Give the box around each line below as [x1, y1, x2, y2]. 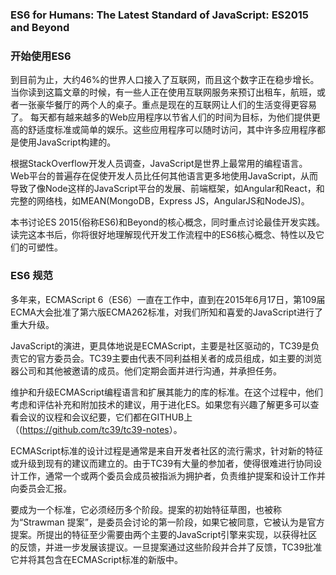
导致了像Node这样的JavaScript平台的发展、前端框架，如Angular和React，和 [10, 183, 325, 195]
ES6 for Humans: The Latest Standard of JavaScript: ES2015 [10, 8, 309, 22]
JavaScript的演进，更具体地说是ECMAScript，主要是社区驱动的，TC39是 [10, 339, 312, 352]
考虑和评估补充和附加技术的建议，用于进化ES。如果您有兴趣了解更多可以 [10, 398, 311, 410]
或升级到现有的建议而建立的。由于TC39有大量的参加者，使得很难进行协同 [10, 457, 314, 469]
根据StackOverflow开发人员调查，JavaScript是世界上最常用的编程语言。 [10, 158, 308, 170]
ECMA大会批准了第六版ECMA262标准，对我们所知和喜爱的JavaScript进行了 [10, 306, 323, 318]
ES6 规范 [10, 269, 53, 283]
